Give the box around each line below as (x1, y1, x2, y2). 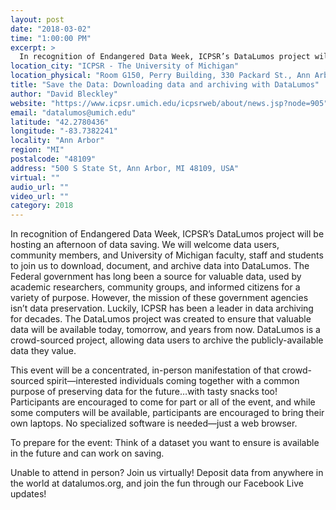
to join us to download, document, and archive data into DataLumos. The (10, 260, 310, 272)
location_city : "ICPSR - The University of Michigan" (10, 61, 240, 71)
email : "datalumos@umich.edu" (10, 107, 137, 118)
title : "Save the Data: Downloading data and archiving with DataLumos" (10, 80, 320, 90)
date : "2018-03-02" (10, 24, 92, 34)
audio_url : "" (10, 182, 70, 192)
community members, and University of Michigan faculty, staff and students (10, 249, 324, 261)
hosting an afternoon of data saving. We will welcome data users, (10, 239, 280, 251)
